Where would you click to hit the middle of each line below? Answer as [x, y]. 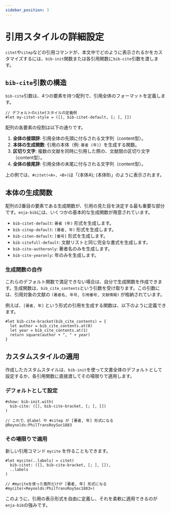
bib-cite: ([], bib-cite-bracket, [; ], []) [58, 406]
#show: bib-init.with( [29, 402]
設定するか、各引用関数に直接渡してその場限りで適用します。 [70, 376]
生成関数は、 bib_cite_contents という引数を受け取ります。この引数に [87, 288]
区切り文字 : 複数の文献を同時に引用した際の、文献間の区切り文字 [81, 151]
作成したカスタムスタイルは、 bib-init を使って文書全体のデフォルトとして [84, 370]
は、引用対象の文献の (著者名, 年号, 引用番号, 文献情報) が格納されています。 [85, 294]
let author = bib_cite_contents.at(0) [51, 326]
